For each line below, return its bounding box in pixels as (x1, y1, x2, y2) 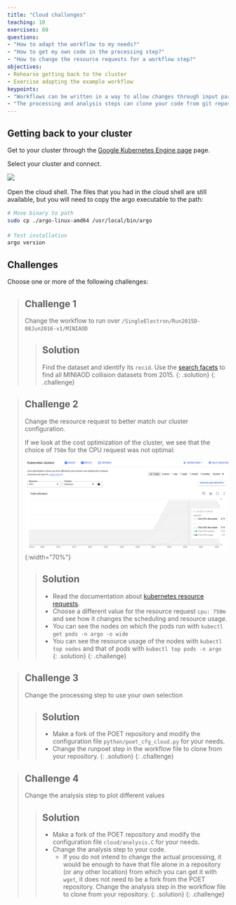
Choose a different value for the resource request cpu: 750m (52, 607, 226, 615)
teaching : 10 (7, 18, 46, 26)
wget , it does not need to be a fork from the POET (63, 875, 206, 883)
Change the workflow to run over (24, 316, 121, 325)
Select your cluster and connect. (7, 159, 102, 168)
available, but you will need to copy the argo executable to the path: (7, 195, 204, 203)
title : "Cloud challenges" (7, 11, 86, 18)
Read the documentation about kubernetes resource (52, 591, 204, 601)
